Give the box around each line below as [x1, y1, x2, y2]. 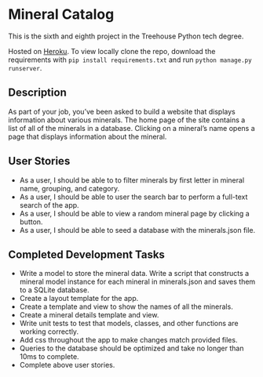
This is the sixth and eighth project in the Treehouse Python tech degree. [8, 31, 244, 41]
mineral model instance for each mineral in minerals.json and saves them [19, 277, 256, 287]
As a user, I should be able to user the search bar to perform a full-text [19, 192, 248, 201]
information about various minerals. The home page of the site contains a [8, 115, 246, 125]
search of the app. [19, 200, 80, 209]
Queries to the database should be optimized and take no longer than [19, 343, 244, 353]
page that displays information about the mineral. [8, 132, 167, 141]
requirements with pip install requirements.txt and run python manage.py [8, 55, 253, 64]
